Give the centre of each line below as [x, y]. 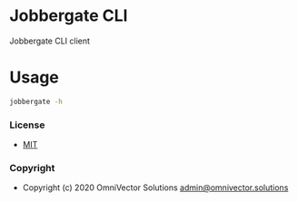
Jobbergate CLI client [50, 41]
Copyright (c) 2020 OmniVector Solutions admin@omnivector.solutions [155, 188]
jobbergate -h [36, 101]
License [27, 125]
